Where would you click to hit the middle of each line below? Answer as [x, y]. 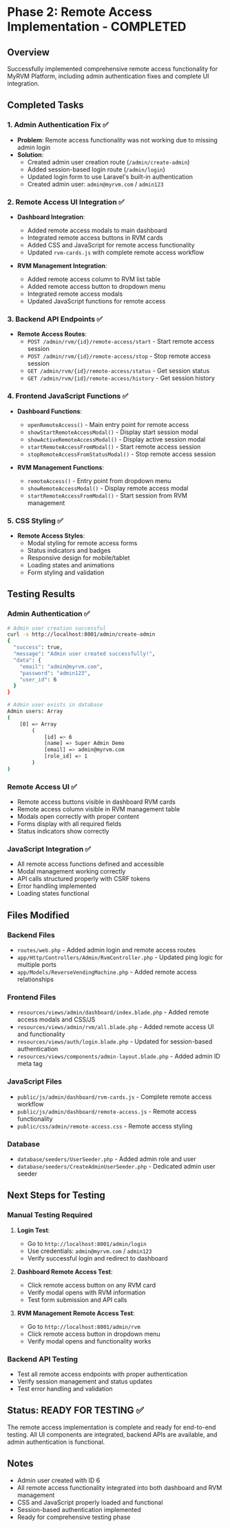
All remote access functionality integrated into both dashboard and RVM [119, 1487]
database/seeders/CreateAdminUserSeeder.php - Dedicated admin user [116, 1166]
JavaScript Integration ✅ [49, 849]
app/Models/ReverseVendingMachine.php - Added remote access [107, 972]
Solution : [30, 154]
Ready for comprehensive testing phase [74, 1517]
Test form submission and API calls [77, 1299]
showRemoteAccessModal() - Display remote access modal [108, 488]
